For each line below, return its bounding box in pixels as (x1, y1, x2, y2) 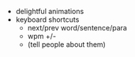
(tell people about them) (27, 40, 107, 49)
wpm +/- (27, 31, 57, 41)
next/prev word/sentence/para (27, 23, 128, 32)
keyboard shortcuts (15, 15, 80, 24)
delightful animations (15, 7, 84, 16)
